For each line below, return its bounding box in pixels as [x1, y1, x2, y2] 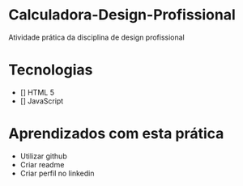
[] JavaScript [19, 95, 64, 106]
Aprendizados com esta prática [8, 125, 224, 143]
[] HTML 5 [19, 87, 55, 97]
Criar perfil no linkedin [19, 168, 95, 178]
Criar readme [19, 159, 65, 169]
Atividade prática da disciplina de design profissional [8, 32, 185, 42]
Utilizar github [19, 151, 67, 161]
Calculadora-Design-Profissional [8, 6, 237, 24]
